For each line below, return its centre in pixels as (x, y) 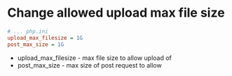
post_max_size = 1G (36, 44)
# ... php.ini (28, 31)
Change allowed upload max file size (116, 13)
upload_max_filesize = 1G (45, 38)
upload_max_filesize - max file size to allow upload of (94, 58)
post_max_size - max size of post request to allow (90, 65)
